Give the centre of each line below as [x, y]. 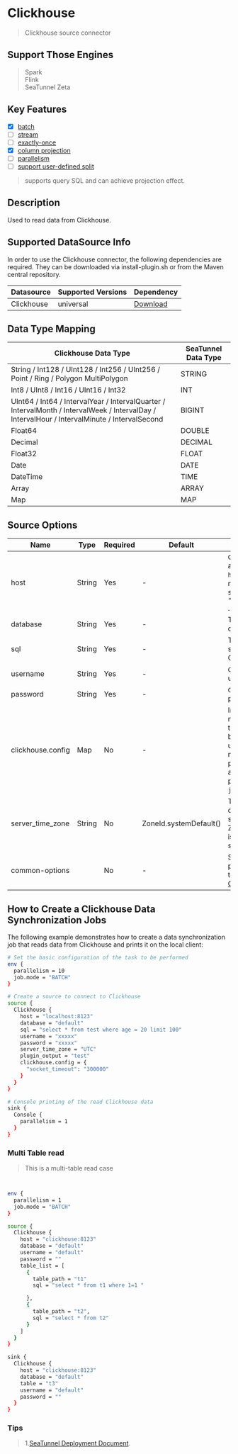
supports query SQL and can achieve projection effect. [105, 180]
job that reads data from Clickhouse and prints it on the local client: [105, 945]
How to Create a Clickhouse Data [81, 909]
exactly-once [37, 142]
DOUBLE [195, 431]
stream [28, 134]
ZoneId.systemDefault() [181, 823]
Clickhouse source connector [68, 33]
